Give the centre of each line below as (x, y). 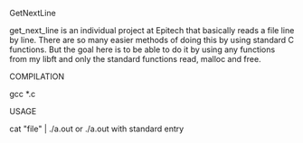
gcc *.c (23, 94)
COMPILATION (37, 76)
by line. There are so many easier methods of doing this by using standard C (152, 40)
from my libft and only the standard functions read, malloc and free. (135, 59)
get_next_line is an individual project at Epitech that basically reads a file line (152, 30)
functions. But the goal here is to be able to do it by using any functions (142, 49)
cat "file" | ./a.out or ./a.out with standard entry (97, 129)
